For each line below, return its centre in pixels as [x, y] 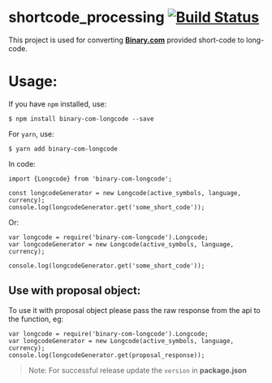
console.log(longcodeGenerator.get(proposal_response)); [107, 355]
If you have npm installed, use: [58, 104]
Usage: [33, 82]
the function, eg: [36, 319]
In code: [22, 163]
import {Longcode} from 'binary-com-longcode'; [91, 179]
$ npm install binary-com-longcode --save [81, 119]
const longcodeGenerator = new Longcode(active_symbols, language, [125, 193]
